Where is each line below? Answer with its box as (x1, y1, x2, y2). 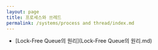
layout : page (6, 8, 39, 15)
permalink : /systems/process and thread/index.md (6, 20, 135, 26)
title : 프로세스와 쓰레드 (6, 14, 62, 20)
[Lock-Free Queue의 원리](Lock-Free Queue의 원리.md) (15, 37, 153, 45)
